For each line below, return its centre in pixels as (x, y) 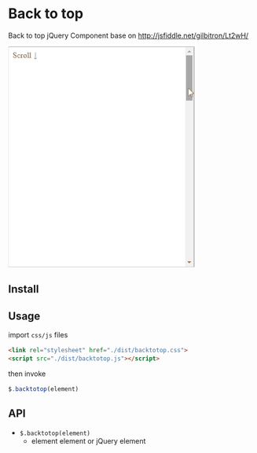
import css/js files (38, 335)
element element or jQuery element (88, 440)
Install (24, 289)
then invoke (27, 374)
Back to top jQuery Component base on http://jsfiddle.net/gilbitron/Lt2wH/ (128, 35)
